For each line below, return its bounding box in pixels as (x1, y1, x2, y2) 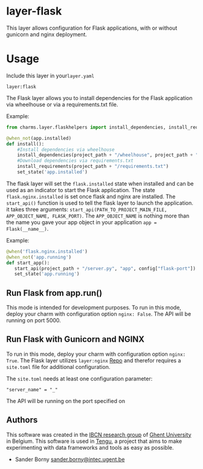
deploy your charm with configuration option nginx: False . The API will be (6, 310, 192, 318)
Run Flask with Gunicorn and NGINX (6, 334, 145, 345)
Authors (6, 415, 38, 425)
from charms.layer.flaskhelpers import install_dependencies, (6, 124, 166, 130)
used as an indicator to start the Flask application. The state (6, 186, 155, 193)
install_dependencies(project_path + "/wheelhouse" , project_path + (17, 152, 193, 158)
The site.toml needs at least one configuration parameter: (6, 374, 153, 382)
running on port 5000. (6, 317, 62, 324)
